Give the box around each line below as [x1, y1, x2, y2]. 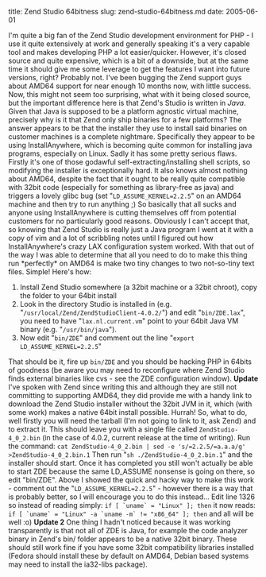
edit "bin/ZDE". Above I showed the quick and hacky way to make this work [8, 475, 255, 484]
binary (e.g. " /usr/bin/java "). [19, 325, 118, 334]
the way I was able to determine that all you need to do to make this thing [8, 250, 248, 259]
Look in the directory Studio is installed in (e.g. [19, 300, 172, 308]
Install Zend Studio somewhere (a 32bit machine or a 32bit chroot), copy [19, 282, 258, 292]
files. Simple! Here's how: [8, 267, 92, 277]
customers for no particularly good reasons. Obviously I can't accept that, [8, 216, 250, 226]
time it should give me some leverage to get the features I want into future [8, 64, 250, 74]
